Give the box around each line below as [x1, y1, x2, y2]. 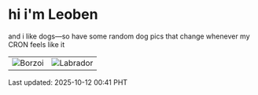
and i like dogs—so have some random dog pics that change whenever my [8, 31, 250, 41]
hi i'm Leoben [8, 5, 98, 24]
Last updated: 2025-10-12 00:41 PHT [8, 77, 128, 87]
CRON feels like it [8, 39, 65, 49]
